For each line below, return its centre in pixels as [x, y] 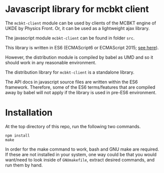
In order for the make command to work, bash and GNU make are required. [82, 149]
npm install [17, 136]
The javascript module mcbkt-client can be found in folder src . [70, 38]
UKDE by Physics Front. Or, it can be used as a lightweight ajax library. [78, 28]
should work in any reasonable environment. [51, 62]
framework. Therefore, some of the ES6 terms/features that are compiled [80, 87]
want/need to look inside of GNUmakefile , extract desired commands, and [80, 160]
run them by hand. [24, 165]
